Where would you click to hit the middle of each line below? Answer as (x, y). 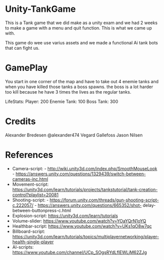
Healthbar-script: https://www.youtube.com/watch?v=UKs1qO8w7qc (82, 226)
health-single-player (33, 242)
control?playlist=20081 (35, 195)
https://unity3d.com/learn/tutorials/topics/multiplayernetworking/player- (85, 236)
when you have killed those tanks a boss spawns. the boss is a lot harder (79, 87)
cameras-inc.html (30, 179)
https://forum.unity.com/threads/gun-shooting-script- (104, 200)
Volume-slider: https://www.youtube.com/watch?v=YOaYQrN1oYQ (79, 221)
